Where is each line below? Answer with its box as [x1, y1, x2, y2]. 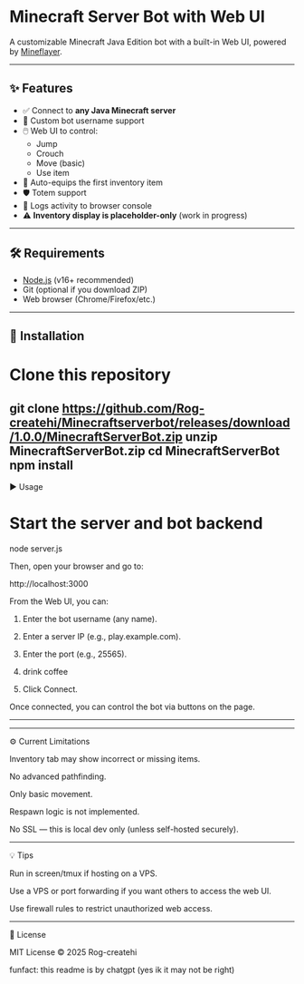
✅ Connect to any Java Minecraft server [22, 104, 176, 115]
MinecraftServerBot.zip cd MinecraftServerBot [9, 443, 280, 459]
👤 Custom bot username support [22, 115, 145, 126]
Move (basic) [35, 157, 86, 169]
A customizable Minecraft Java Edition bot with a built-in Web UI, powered [9, 36, 287, 47]
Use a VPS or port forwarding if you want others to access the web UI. [9, 885, 271, 896]
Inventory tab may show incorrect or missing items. [9, 753, 201, 764]
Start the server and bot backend [9, 513, 263, 534]
